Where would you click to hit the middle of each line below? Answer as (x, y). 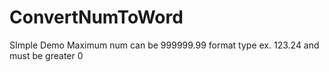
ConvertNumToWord (96, 17)
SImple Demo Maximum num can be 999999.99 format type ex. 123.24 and (164, 45)
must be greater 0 (46, 55)
